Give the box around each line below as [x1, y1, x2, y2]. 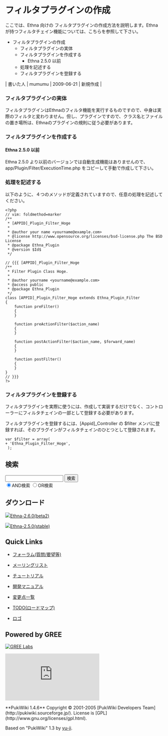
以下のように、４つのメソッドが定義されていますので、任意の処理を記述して [5, 191, 163, 197]
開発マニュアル [12, 584, 44, 590]
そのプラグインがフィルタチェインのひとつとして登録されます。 [27, 427, 158, 433]
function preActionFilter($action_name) [14, 321, 100, 326]
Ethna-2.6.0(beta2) [10, 512, 50, 519]
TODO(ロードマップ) [12, 605, 55, 611]
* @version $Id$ [7, 247, 42, 252]
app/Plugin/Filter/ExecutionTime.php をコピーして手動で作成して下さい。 [5, 165, 156, 171]
